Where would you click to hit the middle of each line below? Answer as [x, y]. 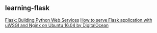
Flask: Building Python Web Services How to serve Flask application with [79, 20]
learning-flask [27, 8]
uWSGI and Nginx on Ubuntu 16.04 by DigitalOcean [57, 25]
